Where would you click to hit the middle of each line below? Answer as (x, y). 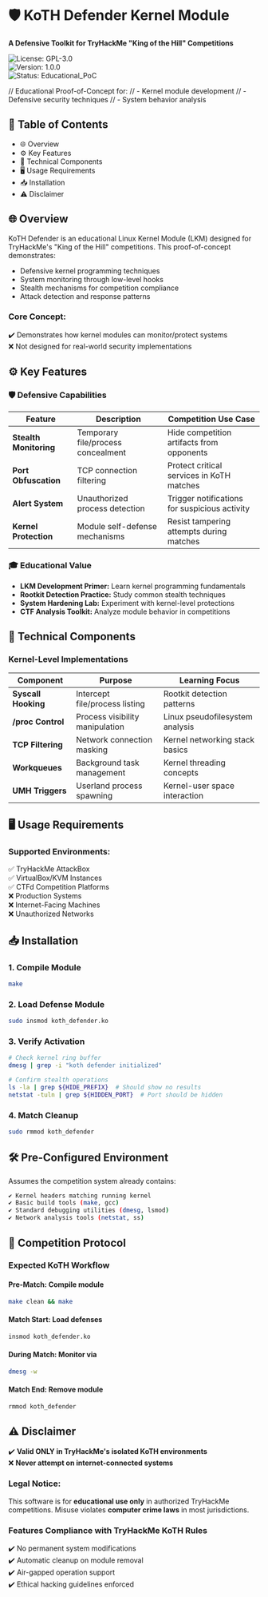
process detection (111, 508)
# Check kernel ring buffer (55, 1058)
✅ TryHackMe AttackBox (49, 869)
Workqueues (37, 767)
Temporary (98, 432)
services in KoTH (199, 475)
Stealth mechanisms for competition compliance (99, 288)
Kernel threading (194, 763)
